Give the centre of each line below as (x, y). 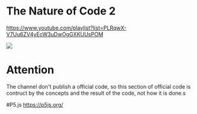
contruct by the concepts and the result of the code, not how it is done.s (96, 93)
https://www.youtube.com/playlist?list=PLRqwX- (67, 28)
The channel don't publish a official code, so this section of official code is (98, 86)
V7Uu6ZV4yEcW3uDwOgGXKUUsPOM (55, 34)
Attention (30, 70)
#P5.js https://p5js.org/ (35, 104)
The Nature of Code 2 (61, 11)
